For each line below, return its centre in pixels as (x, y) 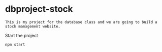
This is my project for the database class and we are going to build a (81, 22)
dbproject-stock (39, 9)
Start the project (22, 35)
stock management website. (33, 26)
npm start (15, 44)
